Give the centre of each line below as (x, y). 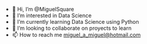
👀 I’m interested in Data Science (52, 15)
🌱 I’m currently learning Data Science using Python (75, 22)
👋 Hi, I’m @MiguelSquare (43, 9)
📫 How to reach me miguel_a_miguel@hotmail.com (76, 35)
